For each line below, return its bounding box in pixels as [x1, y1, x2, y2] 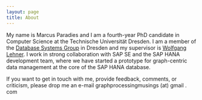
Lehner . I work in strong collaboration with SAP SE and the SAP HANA [6, 50, 180, 58]
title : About [6, 15, 39, 21]
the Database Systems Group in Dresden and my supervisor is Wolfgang [6, 44, 187, 52]
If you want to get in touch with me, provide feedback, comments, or [6, 75, 177, 82]
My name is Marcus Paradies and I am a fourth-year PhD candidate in [6, 31, 180, 38]
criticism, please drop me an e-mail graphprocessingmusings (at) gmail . [6, 81, 187, 88]
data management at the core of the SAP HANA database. [6, 63, 151, 70]
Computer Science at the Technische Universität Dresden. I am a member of [6, 38, 197, 45]
